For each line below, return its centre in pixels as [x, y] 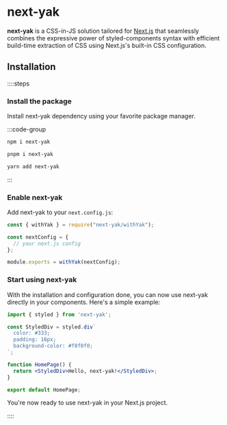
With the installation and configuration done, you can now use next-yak [108, 294]
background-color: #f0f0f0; [53, 346]
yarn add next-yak [33, 166]
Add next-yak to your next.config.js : [60, 212]
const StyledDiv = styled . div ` [52, 327]
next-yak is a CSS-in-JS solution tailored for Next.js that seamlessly [103, 31]
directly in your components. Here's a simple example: [84, 302]
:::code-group [27, 129]
